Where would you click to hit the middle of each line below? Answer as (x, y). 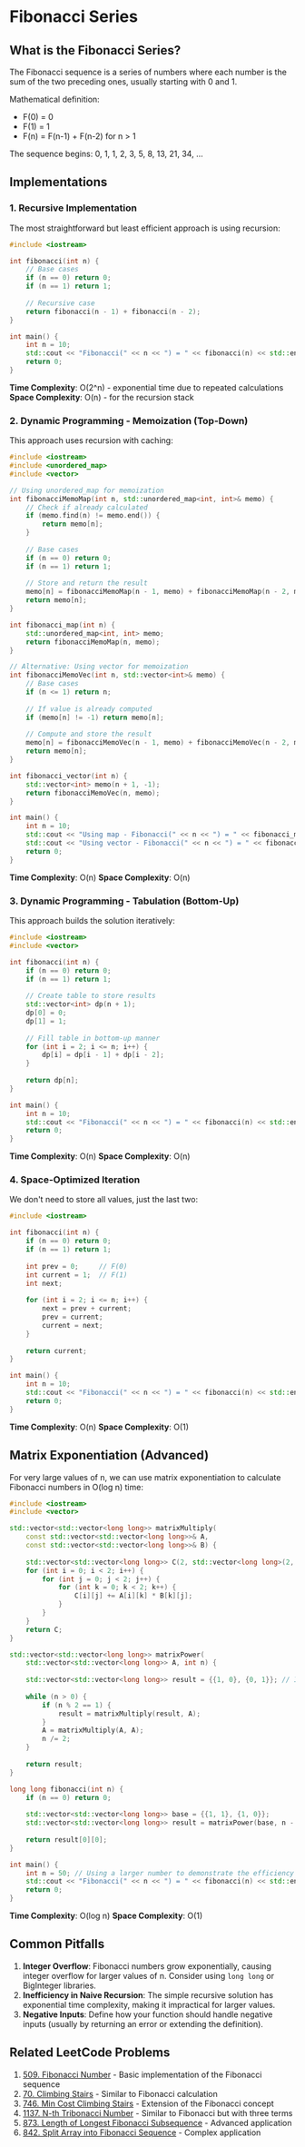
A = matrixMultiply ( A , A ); (93, 1731)
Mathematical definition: (54, 99)
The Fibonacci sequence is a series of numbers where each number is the (148, 72)
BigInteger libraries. (59, 1985)
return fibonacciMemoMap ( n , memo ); (93, 642)
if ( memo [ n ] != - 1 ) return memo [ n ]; (95, 717)
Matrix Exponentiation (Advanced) (109, 1455)
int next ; (44, 1283)
